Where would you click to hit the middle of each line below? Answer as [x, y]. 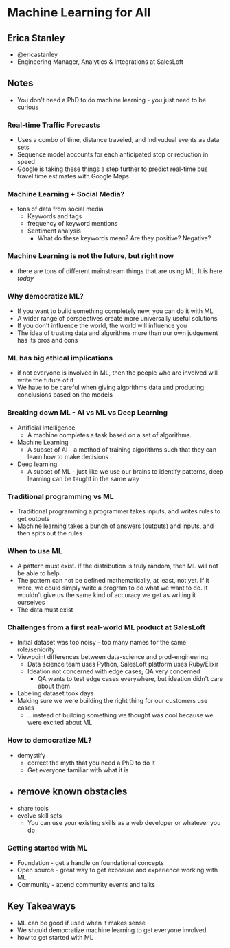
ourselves [31, 603]
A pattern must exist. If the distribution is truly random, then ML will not [117, 566]
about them [54, 686]
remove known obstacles [72, 792]
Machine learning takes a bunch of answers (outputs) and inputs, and [115, 526]
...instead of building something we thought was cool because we [120, 715]
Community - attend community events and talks [86, 884]
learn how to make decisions [68, 456]
